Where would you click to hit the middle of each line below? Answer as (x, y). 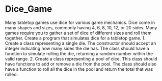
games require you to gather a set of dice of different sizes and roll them (78, 33)
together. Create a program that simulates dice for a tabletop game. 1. (75, 38)
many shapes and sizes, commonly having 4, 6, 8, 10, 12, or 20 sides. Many (81, 27)
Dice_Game (29, 9)
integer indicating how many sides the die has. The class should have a (77, 48)
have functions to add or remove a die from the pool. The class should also (81, 64)
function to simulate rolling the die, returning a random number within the (79, 53)
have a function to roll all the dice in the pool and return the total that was (79, 69)
